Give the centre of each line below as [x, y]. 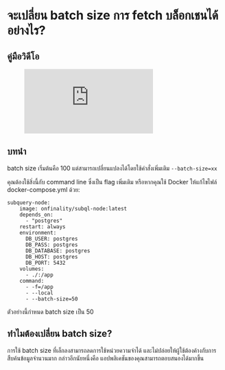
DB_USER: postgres [51, 239]
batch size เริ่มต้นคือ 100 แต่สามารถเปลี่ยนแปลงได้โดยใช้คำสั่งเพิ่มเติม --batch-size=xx [112, 168]
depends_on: [36, 215]
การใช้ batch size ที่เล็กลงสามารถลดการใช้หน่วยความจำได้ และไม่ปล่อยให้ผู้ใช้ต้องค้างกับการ [112, 350]
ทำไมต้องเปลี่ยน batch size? [60, 334]
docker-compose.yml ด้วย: [44, 189]
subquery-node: [29, 203]
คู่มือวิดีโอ [23, 56]
